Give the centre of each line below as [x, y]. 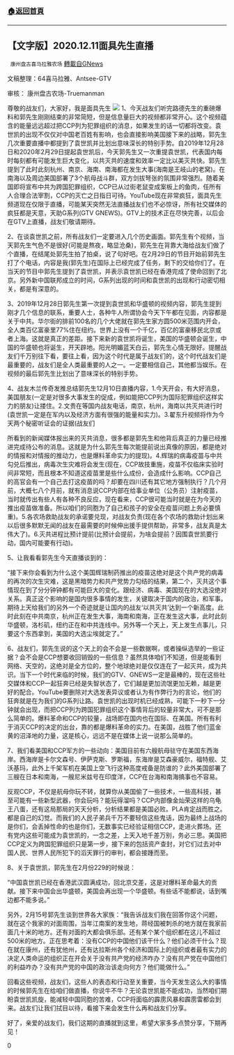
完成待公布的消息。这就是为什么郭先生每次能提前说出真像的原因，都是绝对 [120, 447]
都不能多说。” [31, 900]
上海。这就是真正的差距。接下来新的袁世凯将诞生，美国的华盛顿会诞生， [117, 339]
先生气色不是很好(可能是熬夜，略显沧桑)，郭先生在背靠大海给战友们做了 [122, 245]
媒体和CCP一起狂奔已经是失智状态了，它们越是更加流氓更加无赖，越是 [114, 684]
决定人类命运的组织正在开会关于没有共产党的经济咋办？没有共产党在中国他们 [117, 959]
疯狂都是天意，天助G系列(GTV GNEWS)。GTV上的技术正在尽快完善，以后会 [116, 213]
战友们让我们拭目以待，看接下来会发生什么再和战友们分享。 [104, 1008]
